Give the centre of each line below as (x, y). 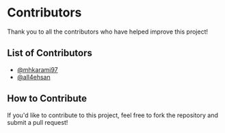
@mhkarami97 (37, 69)
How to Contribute (47, 98)
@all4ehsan (34, 77)
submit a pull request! (38, 122)
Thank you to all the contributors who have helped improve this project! (108, 32)
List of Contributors (50, 53)
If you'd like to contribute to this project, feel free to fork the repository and (113, 115)
